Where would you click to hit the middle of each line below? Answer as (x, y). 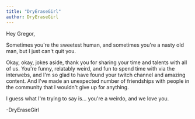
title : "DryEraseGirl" (34, 11)
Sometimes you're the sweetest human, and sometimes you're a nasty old (95, 45)
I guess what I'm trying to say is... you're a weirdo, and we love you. (88, 98)
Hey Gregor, (21, 33)
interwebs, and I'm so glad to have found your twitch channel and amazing (96, 75)
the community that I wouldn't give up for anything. (68, 87)
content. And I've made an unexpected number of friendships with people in (98, 81)
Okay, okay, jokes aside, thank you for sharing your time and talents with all (97, 62)
